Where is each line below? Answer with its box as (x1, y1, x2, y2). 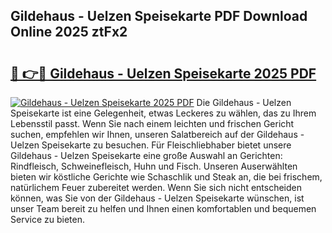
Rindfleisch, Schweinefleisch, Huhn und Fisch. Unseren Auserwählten (10, 160, 298, 172)
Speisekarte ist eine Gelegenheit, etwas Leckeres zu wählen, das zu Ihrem (10, 107, 317, 119)
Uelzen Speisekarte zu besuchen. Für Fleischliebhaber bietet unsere (10, 139, 292, 151)
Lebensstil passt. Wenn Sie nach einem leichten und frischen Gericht (10, 118, 295, 129)
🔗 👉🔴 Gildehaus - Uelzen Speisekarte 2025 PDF (10, 65, 317, 82)
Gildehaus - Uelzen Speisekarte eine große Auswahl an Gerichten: (10, 150, 283, 161)
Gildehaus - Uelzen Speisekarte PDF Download (10, 8, 308, 25)
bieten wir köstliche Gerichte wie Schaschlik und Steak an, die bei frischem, (10, 171, 323, 183)
